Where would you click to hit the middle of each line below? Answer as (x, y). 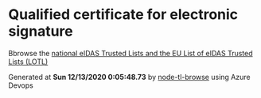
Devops (21, 85)
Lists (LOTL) (28, 62)
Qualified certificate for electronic (123, 15)
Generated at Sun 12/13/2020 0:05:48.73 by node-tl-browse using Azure (129, 77)
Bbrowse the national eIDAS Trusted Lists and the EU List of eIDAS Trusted (130, 53)
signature (41, 31)
